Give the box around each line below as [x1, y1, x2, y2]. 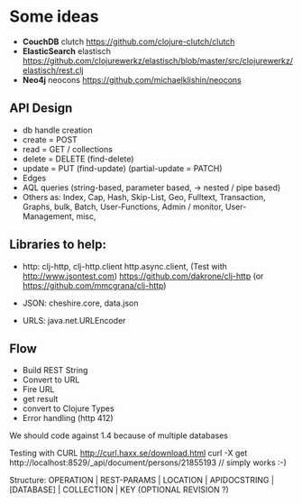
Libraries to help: [9, 237, 106, 252]
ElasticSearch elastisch [22, 45, 111, 56]
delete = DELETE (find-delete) [22, 153, 134, 164]
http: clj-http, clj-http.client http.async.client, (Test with [22, 261, 228, 271]
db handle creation [22, 124, 93, 135]
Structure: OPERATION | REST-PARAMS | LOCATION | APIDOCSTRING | [9, 475, 275, 486]
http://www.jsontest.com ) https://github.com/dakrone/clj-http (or [22, 270, 264, 281]
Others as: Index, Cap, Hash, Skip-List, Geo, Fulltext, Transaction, [22, 191, 266, 202]
